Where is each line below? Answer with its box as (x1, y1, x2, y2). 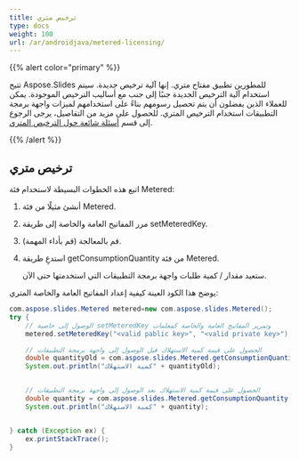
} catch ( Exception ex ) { (9, 426, 105, 435)
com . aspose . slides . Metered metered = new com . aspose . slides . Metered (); (9, 304, 273, 314)
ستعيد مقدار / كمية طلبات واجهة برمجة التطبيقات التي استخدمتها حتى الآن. (21, 270, 267, 281)
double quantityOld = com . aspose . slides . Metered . (25, 353, 214, 363)
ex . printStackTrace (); (25, 434, 109, 443)
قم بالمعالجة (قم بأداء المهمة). (21, 236, 122, 246)
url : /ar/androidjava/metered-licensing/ (9, 37, 166, 47)
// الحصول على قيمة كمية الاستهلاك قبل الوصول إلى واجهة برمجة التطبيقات (25, 345, 263, 354)
